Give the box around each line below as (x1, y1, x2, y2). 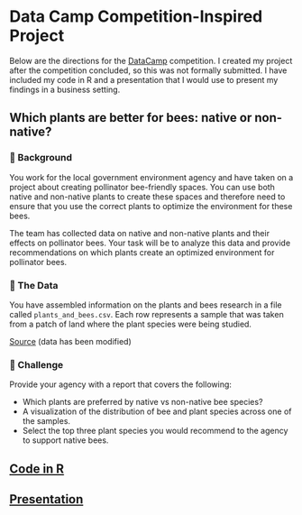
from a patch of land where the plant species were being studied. (9, 318, 252, 329)
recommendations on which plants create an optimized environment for (9, 246, 275, 258)
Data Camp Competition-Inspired (9, 6, 263, 27)
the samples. (22, 416, 70, 427)
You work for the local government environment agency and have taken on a (9, 171, 294, 182)
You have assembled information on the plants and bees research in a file (9, 299, 282, 310)
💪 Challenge (9, 358, 64, 371)
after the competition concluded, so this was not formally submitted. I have (9, 65, 288, 76)
